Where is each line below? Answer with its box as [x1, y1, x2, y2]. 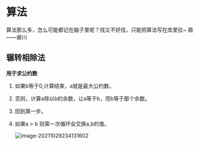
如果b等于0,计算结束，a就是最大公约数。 [14, 82, 115, 89]
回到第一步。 [14, 108, 46, 115]
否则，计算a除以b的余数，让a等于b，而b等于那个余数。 [14, 94, 150, 102]
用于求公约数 [6, 70, 37, 77]
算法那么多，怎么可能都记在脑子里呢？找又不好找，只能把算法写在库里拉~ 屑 [6, 26, 194, 33]
